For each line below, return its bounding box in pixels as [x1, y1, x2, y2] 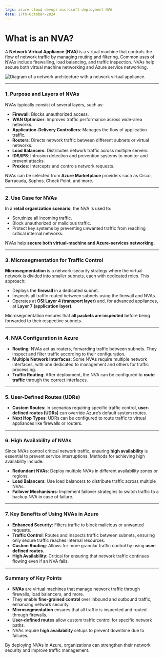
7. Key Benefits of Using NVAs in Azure [5, 511, 99, 517]
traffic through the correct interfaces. [12, 377, 88, 383]
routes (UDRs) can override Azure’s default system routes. [29, 410, 147, 415]
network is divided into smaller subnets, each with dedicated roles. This [5, 273, 149, 279]
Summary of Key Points [5, 575, 62, 581]
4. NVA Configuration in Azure [5, 335, 79, 342]
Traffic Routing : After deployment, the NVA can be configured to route [12, 371, 155, 377]
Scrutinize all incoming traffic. [12, 215, 72, 221]
